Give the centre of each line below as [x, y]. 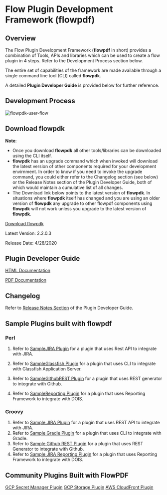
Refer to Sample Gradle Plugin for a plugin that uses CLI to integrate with [87, 433]
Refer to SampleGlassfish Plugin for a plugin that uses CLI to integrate [84, 363]
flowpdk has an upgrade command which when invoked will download [85, 161]
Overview [21, 38]
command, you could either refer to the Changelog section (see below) [85, 177]
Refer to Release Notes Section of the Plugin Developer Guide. [69, 308]
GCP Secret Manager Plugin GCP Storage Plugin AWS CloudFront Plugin [79, 488]
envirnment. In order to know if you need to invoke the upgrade [77, 171]
